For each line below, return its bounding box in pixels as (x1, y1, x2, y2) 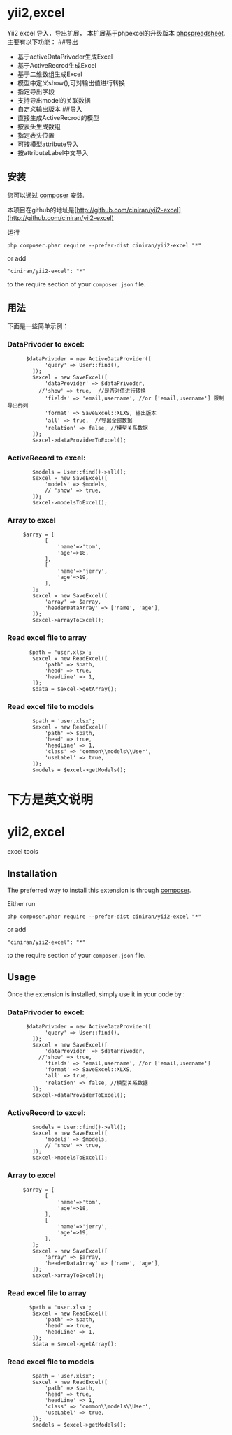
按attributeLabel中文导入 (17, 148, 89, 156)
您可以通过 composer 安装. (7, 191, 85, 199)
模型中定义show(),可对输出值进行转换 (17, 78, 126, 87)
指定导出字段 (17, 87, 55, 96)
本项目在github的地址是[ (7, 205, 77, 214)
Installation (7, 868, 57, 880)
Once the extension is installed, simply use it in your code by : (7, 990, 185, 998)
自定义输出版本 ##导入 (17, 105, 82, 113)
